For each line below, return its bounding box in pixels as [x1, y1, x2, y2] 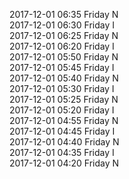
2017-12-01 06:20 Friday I [9, 40, 115, 52]
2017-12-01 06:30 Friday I [9, 19, 115, 31]
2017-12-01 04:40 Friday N [9, 136, 120, 148]
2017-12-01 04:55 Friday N [9, 115, 119, 126]
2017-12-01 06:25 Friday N [9, 30, 119, 41]
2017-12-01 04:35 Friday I [9, 147, 115, 158]
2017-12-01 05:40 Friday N [9, 72, 119, 84]
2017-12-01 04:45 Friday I [9, 125, 116, 137]
